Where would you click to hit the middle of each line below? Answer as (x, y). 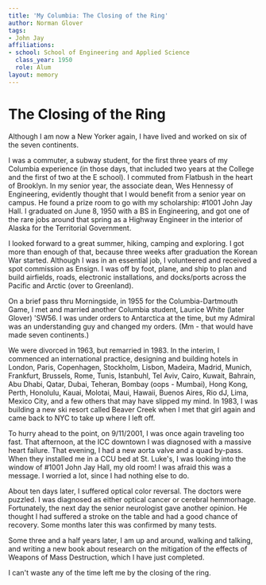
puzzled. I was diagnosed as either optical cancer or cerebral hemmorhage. (132, 499)
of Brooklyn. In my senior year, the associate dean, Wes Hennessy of (121, 185)
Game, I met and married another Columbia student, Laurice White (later (126, 309)
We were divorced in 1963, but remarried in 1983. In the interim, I (114, 350)
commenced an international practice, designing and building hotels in (123, 358)
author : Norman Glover (46, 23)
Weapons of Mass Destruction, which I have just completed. (106, 557)
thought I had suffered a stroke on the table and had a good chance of (123, 516)
